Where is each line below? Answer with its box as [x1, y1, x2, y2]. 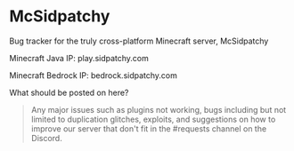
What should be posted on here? [9, 87, 129, 98]
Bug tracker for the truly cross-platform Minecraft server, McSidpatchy [9, 36, 269, 46]
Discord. [30, 132, 62, 143]
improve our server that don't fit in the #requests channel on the [30, 123, 267, 134]
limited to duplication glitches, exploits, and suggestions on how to [30, 114, 276, 124]
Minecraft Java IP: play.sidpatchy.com [9, 52, 150, 63]
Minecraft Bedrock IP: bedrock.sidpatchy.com [9, 69, 178, 81]
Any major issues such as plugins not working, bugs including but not [30, 104, 287, 115]
